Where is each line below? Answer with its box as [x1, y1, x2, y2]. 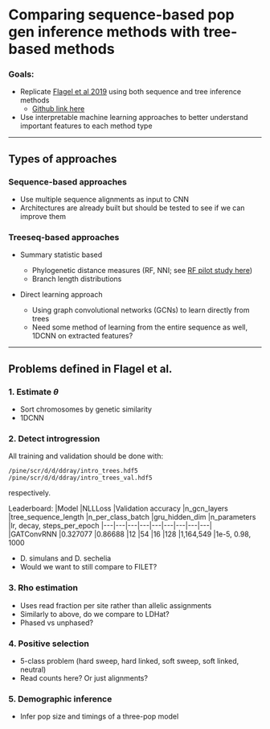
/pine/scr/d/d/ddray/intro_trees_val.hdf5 [8, 474, 153, 483]
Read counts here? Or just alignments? [19, 673, 149, 683]
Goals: [8, 68, 35, 80]
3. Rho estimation [8, 582, 79, 594]
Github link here [31, 104, 85, 114]
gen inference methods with [8, 23, 201, 41]
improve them [19, 212, 67, 222]
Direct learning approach [19, 290, 103, 300]
